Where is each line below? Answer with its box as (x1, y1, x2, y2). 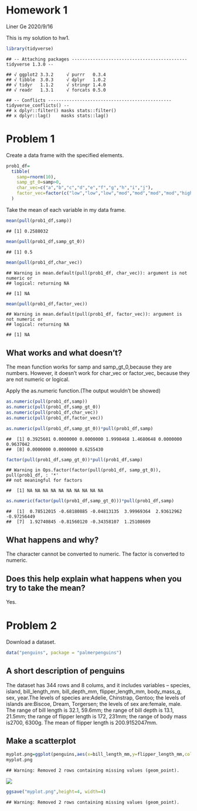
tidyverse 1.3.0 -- (6, 61, 54, 67)
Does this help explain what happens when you (6, 573, 182, 584)
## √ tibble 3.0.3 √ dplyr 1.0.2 (6, 77, 107, 83)
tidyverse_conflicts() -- (6, 102, 69, 109)
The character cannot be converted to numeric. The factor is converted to (6, 550, 185, 557)
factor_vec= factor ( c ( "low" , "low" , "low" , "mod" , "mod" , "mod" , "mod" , (16, 190, 180, 197)
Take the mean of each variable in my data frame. (6, 206, 126, 213)
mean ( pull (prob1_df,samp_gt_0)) (6, 238, 85, 244)
